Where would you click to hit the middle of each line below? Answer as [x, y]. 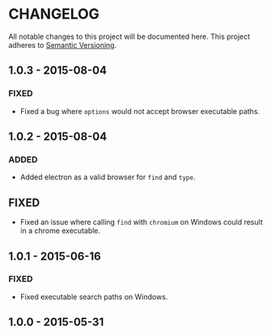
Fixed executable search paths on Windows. [94, 297]
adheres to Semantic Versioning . [63, 44]
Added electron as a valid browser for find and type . [108, 177]
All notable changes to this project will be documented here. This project [129, 36]
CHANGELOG [54, 14]
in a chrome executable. [60, 230]
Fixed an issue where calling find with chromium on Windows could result [141, 222]
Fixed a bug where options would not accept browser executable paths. [140, 111]
